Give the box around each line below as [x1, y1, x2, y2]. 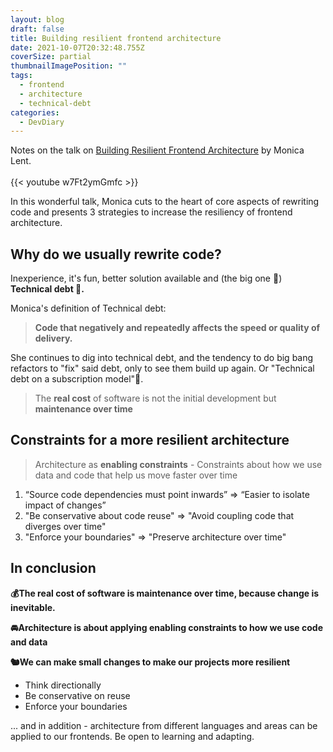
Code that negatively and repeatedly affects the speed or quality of [34, 322, 321, 334]
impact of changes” [24, 499, 107, 511]
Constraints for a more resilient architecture [10, 432, 290, 449]
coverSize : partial [10, 52, 92, 62]
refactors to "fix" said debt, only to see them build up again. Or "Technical [10, 362, 315, 375]
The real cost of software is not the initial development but [34, 392, 277, 405]
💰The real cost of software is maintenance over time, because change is [10, 587, 320, 599]
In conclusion [10, 560, 97, 577]
